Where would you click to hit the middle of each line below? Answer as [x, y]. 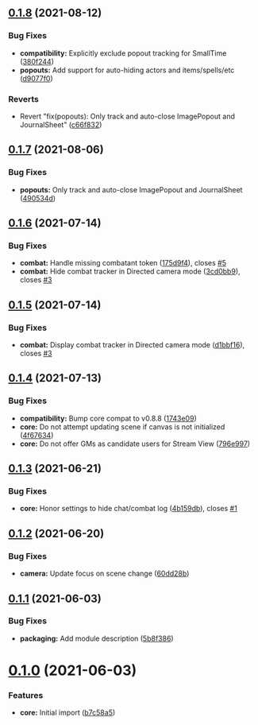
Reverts [24, 99]
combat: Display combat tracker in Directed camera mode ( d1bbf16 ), [132, 345]
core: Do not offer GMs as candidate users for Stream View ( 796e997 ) [135, 444]
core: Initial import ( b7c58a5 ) [67, 713]
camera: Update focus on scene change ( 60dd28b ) [104, 574]
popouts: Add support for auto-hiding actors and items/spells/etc [127, 70]
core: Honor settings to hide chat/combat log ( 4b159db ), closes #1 [129, 509]
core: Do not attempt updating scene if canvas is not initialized [122, 426]
